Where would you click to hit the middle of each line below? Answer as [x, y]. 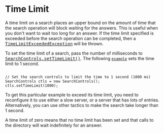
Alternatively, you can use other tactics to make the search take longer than [82, 105]
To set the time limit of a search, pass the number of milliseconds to [74, 53]
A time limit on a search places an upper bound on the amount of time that [81, 23]
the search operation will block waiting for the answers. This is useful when [82, 28]
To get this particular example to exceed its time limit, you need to [72, 95]
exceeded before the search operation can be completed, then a [71, 38]
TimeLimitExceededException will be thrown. [54, 43]
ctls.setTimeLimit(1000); [32, 85]
